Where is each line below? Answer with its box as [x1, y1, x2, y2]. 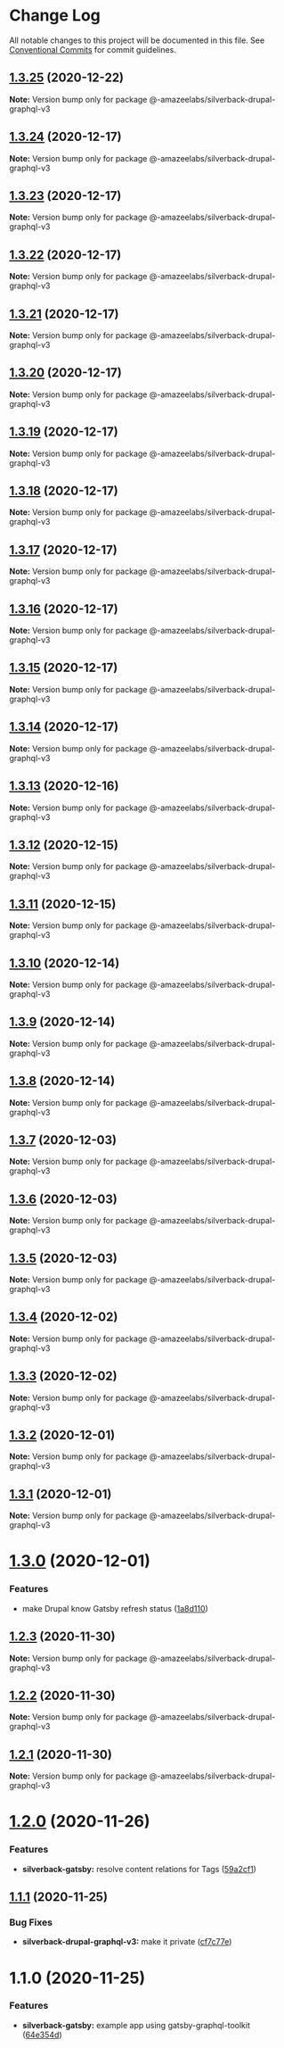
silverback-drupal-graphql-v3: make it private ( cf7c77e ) [21, 1936, 232, 1947]
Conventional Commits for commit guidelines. [9, 44, 176, 54]
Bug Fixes [9, 1916, 53, 1928]
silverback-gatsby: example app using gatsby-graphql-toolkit [21, 2019, 251, 2030]
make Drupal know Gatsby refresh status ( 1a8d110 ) [21, 1603, 209, 1613]
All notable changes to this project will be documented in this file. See [9, 35, 265, 46]
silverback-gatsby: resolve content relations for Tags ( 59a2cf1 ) [21, 1863, 256, 1874]
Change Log [9, 5, 101, 26]
